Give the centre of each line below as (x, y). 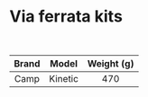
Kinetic (64, 78)
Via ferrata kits (66, 17)
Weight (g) (111, 63)
